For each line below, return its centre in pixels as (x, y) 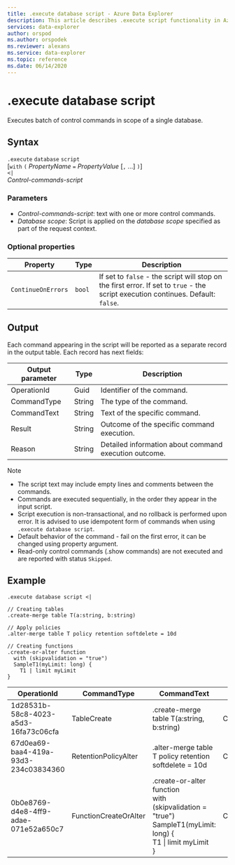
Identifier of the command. (144, 390)
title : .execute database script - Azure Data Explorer (90, 14)
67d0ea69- (31, 743)
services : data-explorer (43, 27)
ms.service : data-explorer (47, 53)
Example (27, 581)
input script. (35, 507)
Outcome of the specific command (157, 424)
